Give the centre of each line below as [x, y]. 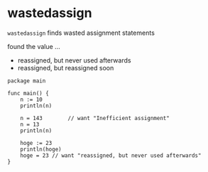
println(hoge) [41, 149]
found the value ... [34, 46]
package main [27, 81]
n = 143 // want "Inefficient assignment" [95, 118]
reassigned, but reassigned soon [66, 68]
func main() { [28, 93]
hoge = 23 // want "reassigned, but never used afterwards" [111, 155]
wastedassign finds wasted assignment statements [81, 33]
